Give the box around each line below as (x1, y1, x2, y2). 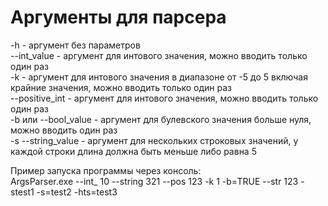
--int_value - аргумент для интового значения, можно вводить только (10, 49, 308, 61)
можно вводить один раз (10, 124, 118, 136)
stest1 (10, 186, 35, 198)
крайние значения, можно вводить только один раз (10, 81, 232, 93)
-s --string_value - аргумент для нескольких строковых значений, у (10, 134, 299, 146)
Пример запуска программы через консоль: (10, 164, 202, 176)
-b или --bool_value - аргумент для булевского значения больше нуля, (10, 113, 312, 125)
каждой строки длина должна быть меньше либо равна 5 (10, 145, 257, 157)
